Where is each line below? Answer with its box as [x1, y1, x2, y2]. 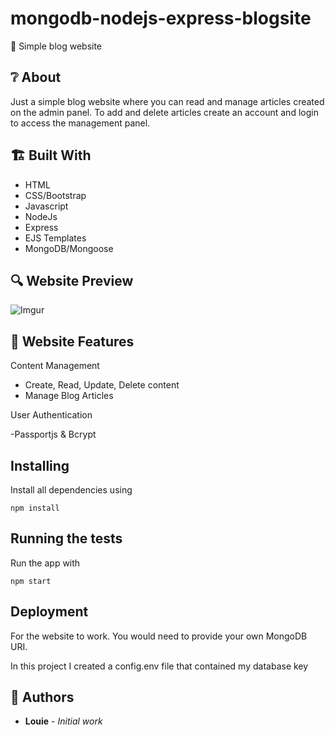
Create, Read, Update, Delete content [24, 379, 180, 391]
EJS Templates [24, 232, 87, 244]
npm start [10, 576, 52, 586]
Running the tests [10, 530, 123, 547]
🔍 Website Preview [10, 272, 134, 289]
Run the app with [10, 557, 81, 569]
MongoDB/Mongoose [24, 242, 114, 254]
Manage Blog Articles [24, 390, 114, 402]
